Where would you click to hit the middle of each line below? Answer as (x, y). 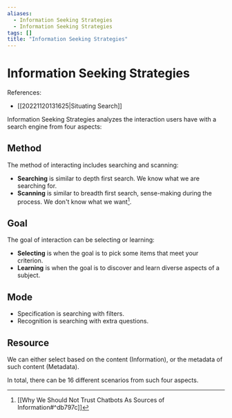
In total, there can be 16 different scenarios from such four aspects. (103, 380)
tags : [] (20, 33)
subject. (29, 275)
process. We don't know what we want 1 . (74, 201)
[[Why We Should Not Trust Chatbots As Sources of (91, 400)
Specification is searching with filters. (70, 314)
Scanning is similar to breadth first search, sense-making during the (114, 193)
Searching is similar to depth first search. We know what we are (108, 178)
